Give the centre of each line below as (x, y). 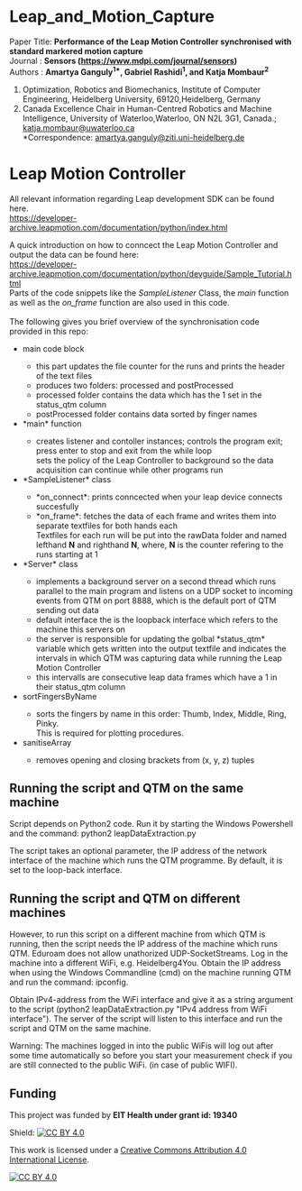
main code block (53, 348)
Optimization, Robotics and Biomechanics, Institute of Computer (142, 89)
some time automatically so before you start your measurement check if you (151, 1056)
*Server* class (50, 563)
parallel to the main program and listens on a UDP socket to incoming (164, 591)
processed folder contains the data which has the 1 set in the (149, 395)
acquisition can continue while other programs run (129, 470)
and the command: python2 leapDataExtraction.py (103, 834)
